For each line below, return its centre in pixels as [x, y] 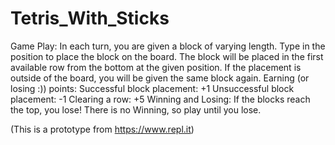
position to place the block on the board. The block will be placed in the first [167, 56]
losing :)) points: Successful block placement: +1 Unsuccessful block [152, 88]
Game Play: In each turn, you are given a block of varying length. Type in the [168, 46]
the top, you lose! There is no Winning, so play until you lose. [136, 109]
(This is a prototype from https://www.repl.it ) [102, 129]
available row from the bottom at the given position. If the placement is [156, 67]
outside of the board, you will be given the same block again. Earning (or [160, 78]
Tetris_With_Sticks [90, 18]
